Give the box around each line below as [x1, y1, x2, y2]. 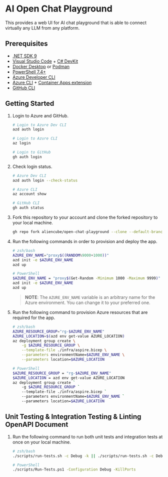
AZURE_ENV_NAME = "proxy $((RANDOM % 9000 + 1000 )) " [12, 253, 109, 258]
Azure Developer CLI [12, 74, 55, 80]
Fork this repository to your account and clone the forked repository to [12, 214, 158, 221]
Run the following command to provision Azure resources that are [12, 309, 148, 315]
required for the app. [12, 314, 55, 321]
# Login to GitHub [12, 150, 51, 155]
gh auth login [12, 154, 42, 160]
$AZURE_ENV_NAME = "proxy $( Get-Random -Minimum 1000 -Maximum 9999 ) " [12, 276, 161, 281]
